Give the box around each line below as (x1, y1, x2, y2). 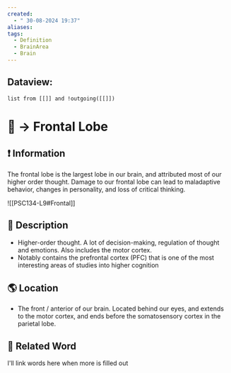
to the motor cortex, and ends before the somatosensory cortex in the (17, 312, 221, 321)
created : (7, 10, 33, 18)
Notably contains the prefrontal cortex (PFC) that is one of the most (17, 253, 214, 262)
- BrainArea (13, 43, 49, 50)
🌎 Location (7, 282, 59, 294)
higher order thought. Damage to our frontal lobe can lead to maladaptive (7, 177, 220, 186)
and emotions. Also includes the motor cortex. (17, 245, 152, 254)
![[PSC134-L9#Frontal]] (7, 199, 76, 207)
